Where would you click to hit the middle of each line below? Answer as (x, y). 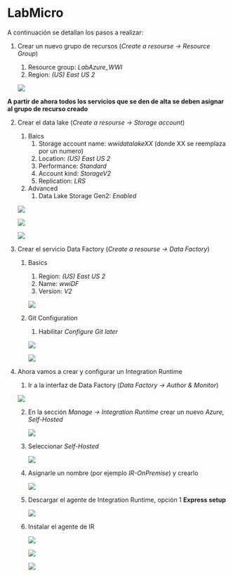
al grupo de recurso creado (48, 109)
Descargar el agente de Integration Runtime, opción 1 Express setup (127, 500)
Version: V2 (55, 291)
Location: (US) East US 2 (74, 158)
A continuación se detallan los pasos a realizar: (75, 32)
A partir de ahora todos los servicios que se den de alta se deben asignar (116, 101)
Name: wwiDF (59, 283)
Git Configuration (53, 318)
